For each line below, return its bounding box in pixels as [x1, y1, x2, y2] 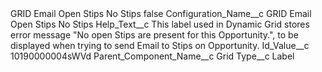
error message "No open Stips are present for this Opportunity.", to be [10, 29, 299, 41]
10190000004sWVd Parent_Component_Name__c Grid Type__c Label [10, 50, 295, 62]
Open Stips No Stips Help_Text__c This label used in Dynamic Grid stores [10, 18, 310, 30]
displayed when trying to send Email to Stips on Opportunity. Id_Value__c [10, 40, 310, 51]
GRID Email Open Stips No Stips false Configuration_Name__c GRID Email [10, 8, 312, 19]
